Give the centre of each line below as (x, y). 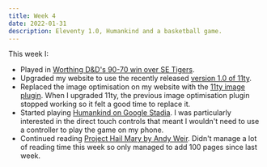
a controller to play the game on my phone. (92, 130)
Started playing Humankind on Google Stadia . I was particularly (126, 113)
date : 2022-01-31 (38, 24)
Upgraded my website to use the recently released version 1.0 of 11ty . (136, 79)
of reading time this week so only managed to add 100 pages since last (138, 148)
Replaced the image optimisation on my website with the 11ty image (132, 87)
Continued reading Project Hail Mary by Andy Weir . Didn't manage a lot (138, 139)
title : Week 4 (32, 16)
